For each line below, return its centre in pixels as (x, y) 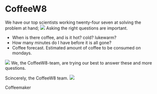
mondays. (22, 53)
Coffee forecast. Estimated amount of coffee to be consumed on (76, 47)
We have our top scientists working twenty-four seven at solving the (73, 22)
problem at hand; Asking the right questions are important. (66, 28)
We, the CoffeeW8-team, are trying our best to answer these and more (82, 63)
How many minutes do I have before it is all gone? (62, 43)
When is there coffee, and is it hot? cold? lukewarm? (64, 37)
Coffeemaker (18, 87)
